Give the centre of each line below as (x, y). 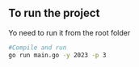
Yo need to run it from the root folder (69, 32)
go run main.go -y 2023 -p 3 (57, 55)
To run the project (54, 13)
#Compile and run (38, 48)
